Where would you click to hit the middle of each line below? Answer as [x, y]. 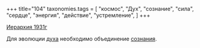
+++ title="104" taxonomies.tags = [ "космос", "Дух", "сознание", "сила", [100, 9]
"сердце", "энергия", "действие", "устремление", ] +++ [78, 15]
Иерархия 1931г [27, 27]
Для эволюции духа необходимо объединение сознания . [82, 39]
